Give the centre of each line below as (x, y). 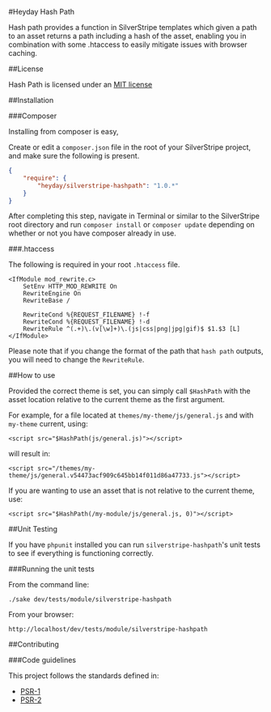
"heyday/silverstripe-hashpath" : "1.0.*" (108, 185)
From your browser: (41, 615)
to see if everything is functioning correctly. (81, 553)
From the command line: (49, 585)
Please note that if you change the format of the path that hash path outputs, (136, 351)
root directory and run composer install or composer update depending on (131, 225)
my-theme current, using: (48, 424)
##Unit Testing (33, 529)
